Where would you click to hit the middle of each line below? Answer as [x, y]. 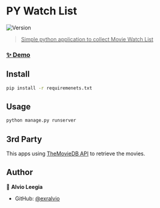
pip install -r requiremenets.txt [49, 88]
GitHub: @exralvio [37, 198]
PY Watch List [42, 11]
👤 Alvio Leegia [25, 186]
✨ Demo [18, 55]
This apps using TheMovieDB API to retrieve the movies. [76, 153]
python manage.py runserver [41, 120]
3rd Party [24, 139]
